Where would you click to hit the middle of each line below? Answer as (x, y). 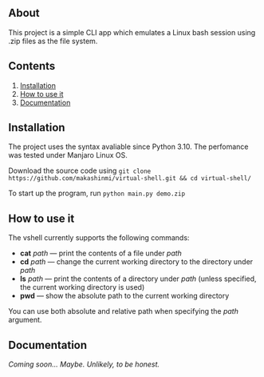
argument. (25, 320)
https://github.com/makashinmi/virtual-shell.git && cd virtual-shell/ (130, 178)
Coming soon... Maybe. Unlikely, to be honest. (84, 364)
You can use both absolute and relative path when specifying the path (124, 311)
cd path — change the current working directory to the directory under (136, 262)
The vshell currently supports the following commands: (99, 238)
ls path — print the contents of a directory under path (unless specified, (138, 279)
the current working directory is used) (82, 287)
